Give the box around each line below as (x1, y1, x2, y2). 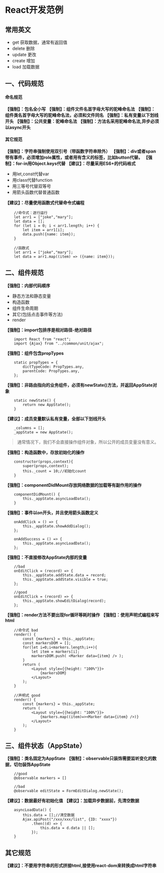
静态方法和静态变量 (12, 293, 51, 299)
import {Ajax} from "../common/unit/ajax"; (14, 341, 104, 346)
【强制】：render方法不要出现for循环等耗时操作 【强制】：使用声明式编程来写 (5, 612, 159, 617)
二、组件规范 (5, 269, 44, 277)
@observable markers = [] (14, 776, 67, 781)
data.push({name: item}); (23, 232, 76, 236)
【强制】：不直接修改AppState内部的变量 (5, 554, 87, 560)
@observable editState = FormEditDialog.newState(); (14, 789, 124, 794)
